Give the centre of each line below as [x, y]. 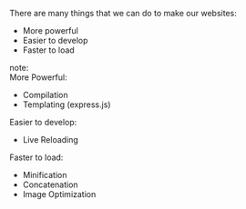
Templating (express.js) [67, 104]
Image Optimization [59, 194]
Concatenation [51, 184]
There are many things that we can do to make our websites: [123, 13]
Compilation [45, 95]
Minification [45, 175]
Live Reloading [51, 139]
